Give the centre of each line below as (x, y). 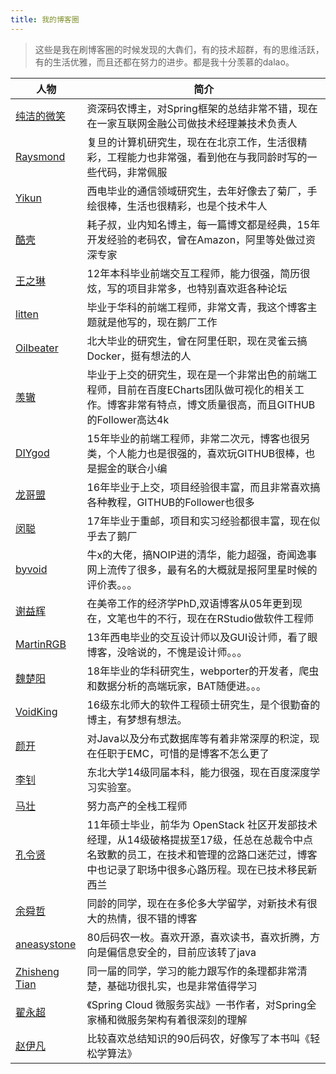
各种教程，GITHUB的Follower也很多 (170, 502)
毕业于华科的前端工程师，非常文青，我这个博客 (197, 307)
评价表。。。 (112, 584)
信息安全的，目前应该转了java (186, 952)
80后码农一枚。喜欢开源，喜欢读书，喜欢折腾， (198, 937)
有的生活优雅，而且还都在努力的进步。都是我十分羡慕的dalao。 (164, 62)
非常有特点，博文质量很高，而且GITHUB (221, 404)
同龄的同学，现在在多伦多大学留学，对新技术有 (197, 903)
